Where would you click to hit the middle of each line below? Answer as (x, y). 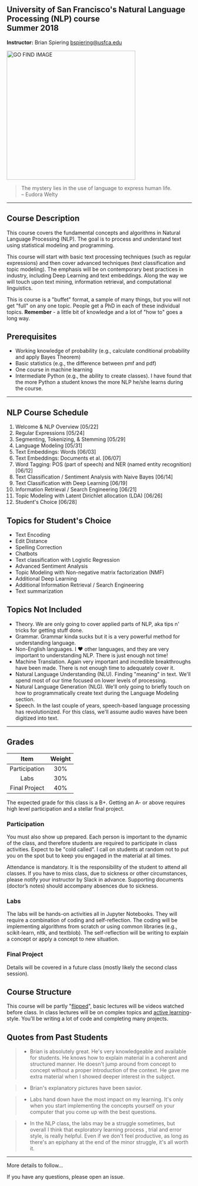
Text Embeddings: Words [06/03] (56, 452)
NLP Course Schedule (48, 412)
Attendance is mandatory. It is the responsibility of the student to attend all (97, 867)
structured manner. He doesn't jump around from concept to (103, 1064)
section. (25, 699)
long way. (18, 318)
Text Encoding (33, 535)
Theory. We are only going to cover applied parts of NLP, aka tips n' (97, 624)
